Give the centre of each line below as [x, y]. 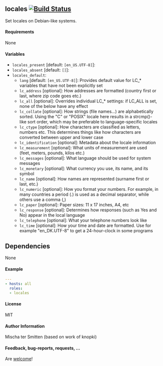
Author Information [25, 326]
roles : [16, 288]
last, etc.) [29, 184]
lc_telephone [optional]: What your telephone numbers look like [83, 221]
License [13, 304]
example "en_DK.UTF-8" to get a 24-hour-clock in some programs [86, 231]
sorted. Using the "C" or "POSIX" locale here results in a [76, 117]
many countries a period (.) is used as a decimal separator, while [84, 194]
